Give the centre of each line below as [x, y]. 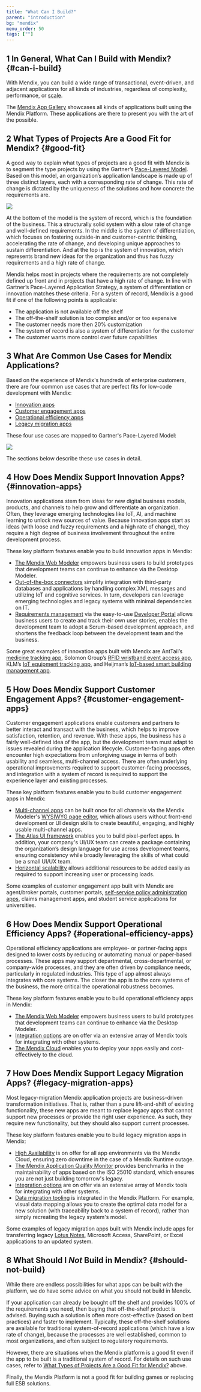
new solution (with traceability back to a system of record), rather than [102, 1210]
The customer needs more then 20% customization [79, 324]
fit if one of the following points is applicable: [62, 299]
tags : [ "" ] [20, 34]
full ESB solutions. [28, 1383]
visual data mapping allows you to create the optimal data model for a [101, 1204]
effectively [28, 1055]
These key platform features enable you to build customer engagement [94, 792]
